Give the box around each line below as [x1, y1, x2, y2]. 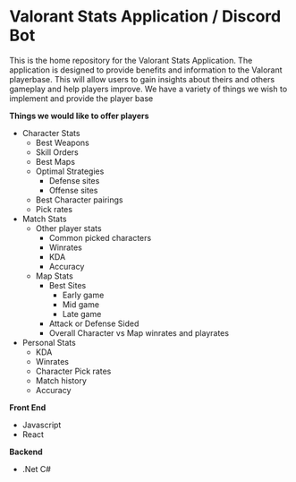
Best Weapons [35, 137, 89, 148]
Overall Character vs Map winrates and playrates [48, 327, 230, 338]
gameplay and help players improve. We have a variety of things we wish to [9, 83, 288, 94]
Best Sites [48, 280, 87, 290]
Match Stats [21, 213, 67, 224]
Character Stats [21, 127, 80, 138]
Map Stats [35, 271, 73, 281]
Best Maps [35, 156, 76, 167]
